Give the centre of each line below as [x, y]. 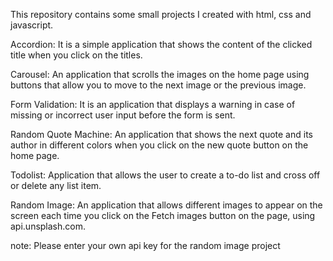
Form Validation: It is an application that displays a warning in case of [153, 104]
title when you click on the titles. [76, 55]
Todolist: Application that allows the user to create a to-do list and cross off [165, 175]
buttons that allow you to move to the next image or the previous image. [158, 85]
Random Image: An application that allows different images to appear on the [166, 205]
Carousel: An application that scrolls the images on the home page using [160, 74]
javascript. [32, 25]
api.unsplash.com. [48, 226]
